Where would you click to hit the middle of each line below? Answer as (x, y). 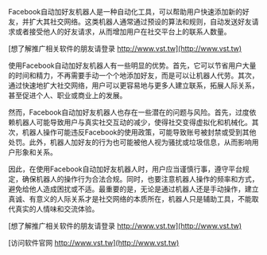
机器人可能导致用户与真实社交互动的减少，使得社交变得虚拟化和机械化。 (133, 122)
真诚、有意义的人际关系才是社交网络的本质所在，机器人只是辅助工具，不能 (130, 199)
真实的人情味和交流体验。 (57, 209)
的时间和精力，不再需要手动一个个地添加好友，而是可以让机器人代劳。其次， (133, 75)
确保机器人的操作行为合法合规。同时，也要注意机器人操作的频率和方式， (140, 179)
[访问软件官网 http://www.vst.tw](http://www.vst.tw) (94, 243)
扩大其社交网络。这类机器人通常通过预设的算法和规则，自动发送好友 (140, 22)
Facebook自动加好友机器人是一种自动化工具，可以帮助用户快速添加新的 (125, 12)
